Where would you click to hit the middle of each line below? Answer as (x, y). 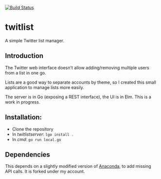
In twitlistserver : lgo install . (43, 134)
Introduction (24, 56)
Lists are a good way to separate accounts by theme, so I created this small (81, 82)
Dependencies (27, 154)
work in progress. (23, 102)
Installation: (24, 117)
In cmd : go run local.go (36, 139)
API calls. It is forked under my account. (45, 171)
